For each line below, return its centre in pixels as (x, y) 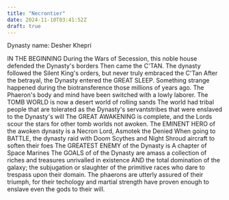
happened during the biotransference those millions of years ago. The (106, 88)
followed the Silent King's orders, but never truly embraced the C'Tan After (112, 73)
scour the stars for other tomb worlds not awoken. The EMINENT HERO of (111, 124)
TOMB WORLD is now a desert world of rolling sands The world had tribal (110, 102)
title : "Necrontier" (37, 13)
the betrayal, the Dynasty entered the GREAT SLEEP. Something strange (108, 81)
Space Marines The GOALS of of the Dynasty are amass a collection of (107, 153)
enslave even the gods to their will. (56, 189)
